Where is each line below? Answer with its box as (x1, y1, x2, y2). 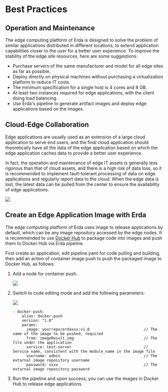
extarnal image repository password (12, 366, 90, 372)
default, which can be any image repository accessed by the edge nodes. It (5, 229, 162, 235)
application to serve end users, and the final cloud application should (5, 139, 149, 145)
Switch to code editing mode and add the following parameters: (12, 289, 145, 296)
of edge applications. (5, 186, 49, 192)
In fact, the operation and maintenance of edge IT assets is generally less (5, 160, 158, 166)
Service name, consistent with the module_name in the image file (12, 349, 155, 354)
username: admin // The (26, 353, 157, 358)
